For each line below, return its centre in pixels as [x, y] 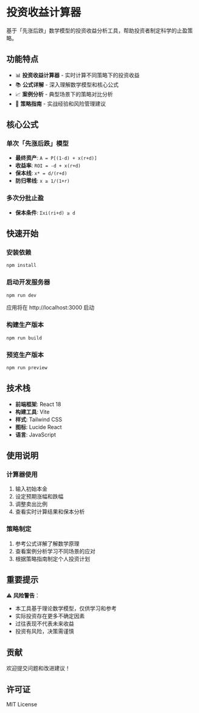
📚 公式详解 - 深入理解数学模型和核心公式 [67, 84]
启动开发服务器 [28, 282]
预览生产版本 [25, 355]
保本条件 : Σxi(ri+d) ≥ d [45, 212]
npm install [21, 266]
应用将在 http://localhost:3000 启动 [50, 308]
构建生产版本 [25, 325]
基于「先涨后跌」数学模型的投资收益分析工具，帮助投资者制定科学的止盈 [97, 30]
